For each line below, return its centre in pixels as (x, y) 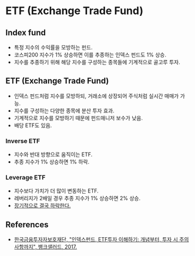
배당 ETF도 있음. (33, 125)
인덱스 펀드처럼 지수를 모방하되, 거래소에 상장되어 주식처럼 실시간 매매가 (96, 96)
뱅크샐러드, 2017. (58, 247)
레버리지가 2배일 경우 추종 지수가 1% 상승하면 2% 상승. (77, 198)
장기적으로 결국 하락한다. (42, 206)
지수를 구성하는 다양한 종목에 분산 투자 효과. (64, 111)
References (27, 225)
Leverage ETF (26, 178)
